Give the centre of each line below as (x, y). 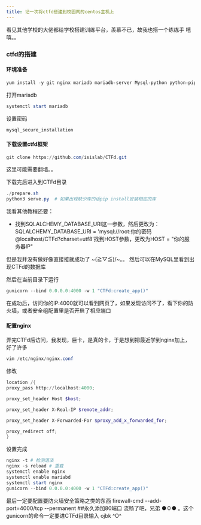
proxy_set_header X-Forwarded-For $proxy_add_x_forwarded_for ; (87, 421)
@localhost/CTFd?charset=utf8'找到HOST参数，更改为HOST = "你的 (100, 239)
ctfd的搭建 (22, 54)
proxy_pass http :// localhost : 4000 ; (51, 388)
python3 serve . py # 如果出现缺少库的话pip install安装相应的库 (81, 199)
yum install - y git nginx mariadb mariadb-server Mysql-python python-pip (101, 82)
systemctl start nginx (34, 483)
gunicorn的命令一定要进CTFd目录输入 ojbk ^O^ (64, 515)
